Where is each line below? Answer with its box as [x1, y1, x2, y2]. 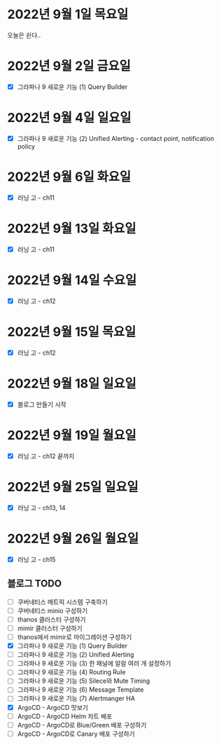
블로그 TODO [7, 577, 62, 589]
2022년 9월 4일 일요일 [7, 110, 131, 126]
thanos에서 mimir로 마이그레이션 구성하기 [17, 633, 132, 641]
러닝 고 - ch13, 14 [17, 503, 66, 512]
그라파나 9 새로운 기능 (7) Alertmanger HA [17, 695, 135, 703]
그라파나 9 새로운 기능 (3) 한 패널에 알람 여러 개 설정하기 [17, 659, 171, 668]
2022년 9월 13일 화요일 [7, 221, 136, 237]
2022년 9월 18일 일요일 [7, 376, 136, 392]
